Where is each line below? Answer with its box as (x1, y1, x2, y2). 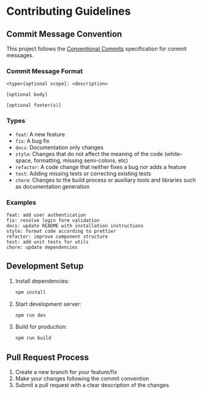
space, (15, 157, 32, 164)
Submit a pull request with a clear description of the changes (15, 381, 170, 389)
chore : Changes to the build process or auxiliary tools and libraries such (15, 176, 196, 184)
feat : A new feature (15, 130, 65, 138)
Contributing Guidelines (6, 4, 131, 18)
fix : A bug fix (15, 137, 50, 144)
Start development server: (15, 300, 81, 308)
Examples (6, 198, 37, 206)
